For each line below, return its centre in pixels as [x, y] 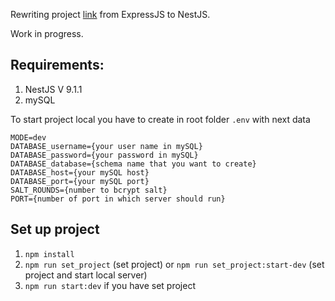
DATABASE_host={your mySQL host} [80, 172]
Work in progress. [47, 33]
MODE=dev [28, 137]
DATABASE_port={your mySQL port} [80, 181]
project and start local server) [86, 275]
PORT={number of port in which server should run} [118, 199]
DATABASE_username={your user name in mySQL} [106, 146]
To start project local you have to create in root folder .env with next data [160, 119]
